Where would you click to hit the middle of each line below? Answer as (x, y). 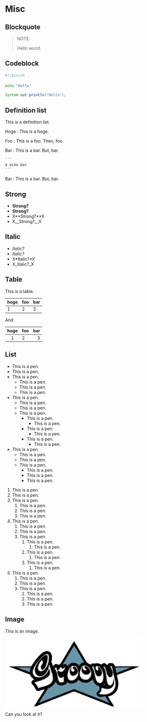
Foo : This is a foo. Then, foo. (34, 141)
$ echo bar (16, 165)
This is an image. (22, 631)
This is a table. (20, 291)
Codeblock (22, 64)
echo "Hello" (18, 86)
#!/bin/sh (15, 75)
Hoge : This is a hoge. (27, 132)
